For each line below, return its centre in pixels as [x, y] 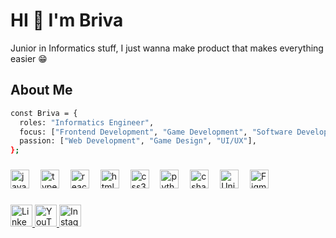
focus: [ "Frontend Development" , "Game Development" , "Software [156, 132]
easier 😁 [29, 58]
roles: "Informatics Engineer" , [87, 122]
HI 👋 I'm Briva [67, 20]
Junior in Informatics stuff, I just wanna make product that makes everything [167, 48]
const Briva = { [44, 113]
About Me [41, 90]
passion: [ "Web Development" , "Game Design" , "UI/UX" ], [138, 141]
